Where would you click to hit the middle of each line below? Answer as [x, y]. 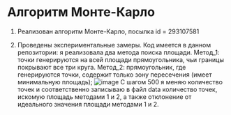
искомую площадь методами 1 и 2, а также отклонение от [104, 97]
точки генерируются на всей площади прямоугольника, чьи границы [121, 59]
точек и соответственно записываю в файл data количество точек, [117, 89]
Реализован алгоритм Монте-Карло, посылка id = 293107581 [108, 31]
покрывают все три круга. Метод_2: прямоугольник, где [102, 67]
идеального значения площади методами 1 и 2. [88, 104]
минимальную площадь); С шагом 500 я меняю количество [120, 82]
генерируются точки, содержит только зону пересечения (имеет [114, 75]
